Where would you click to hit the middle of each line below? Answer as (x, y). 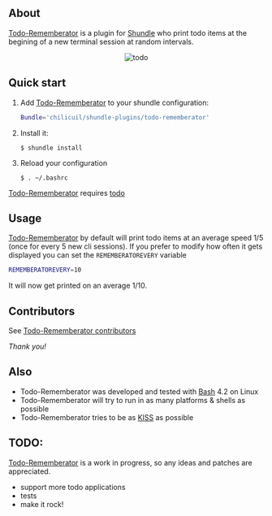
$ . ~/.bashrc (44, 178)
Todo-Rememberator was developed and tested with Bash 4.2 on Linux (139, 391)
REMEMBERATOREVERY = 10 (45, 270)
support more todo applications (73, 487)
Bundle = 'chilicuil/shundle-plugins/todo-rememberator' (115, 117)
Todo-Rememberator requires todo (67, 193)
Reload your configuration (64, 163)
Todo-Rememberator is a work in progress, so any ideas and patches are (131, 462)
